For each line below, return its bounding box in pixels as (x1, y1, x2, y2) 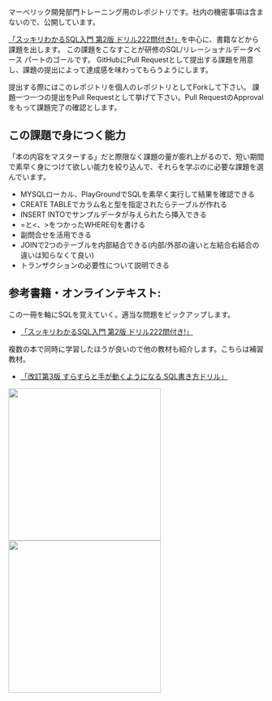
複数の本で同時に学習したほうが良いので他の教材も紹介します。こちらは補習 (8, 344, 264, 353)
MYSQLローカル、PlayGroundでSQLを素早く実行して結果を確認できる (19, 189, 256, 199)
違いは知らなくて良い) (19, 250, 95, 260)
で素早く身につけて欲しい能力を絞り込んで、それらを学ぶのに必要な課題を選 (8, 162, 264, 171)
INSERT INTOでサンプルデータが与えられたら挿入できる (19, 210, 207, 219)
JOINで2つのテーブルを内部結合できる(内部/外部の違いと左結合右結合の (19, 240, 260, 249)
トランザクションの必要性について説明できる (19, 260, 171, 270)
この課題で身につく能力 (8, 128, 126, 142)
